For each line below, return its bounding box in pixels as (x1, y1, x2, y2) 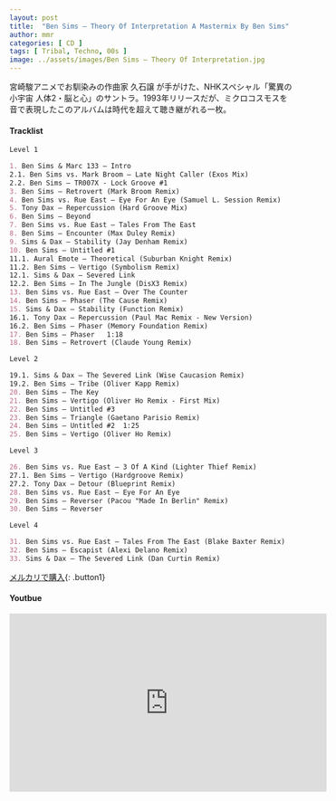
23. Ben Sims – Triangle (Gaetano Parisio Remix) (9, 413, 201, 422)
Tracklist (9, 125, 43, 136)
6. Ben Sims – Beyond (9, 212, 91, 222)
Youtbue (9, 593, 43, 604)
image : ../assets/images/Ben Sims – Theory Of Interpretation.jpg (9, 55, 265, 64)
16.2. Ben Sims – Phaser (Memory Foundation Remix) (9, 321, 208, 330)
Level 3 (9, 446, 39, 455)
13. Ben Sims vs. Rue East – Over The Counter (9, 288, 188, 297)
